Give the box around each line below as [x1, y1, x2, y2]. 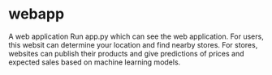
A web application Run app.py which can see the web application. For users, [8, 31, 264, 41]
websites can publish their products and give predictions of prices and [8, 48, 244, 58]
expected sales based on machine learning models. [8, 57, 181, 67]
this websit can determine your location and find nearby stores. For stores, [8, 40, 258, 49]
